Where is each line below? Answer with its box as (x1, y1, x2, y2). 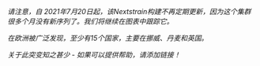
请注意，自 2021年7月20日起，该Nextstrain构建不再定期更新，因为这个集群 (7, 7, 251, 16)
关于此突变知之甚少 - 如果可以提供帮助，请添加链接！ (7, 50, 181, 59)
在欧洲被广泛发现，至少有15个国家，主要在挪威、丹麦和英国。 (7, 34, 209, 42)
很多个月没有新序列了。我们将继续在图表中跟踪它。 (7, 16, 174, 26)
